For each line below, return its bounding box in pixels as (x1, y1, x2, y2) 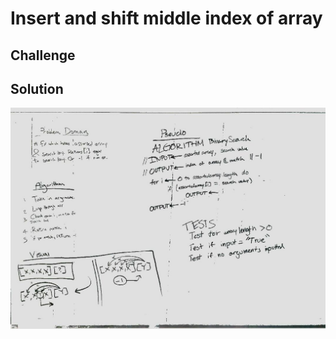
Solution (10, 80, 64, 97)
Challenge (10, 47, 76, 64)
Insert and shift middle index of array (10, 7, 323, 30)
